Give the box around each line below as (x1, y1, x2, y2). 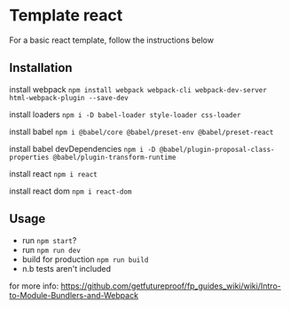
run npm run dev (21, 244, 82, 255)
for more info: (9, 281, 59, 291)
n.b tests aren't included (21, 263, 112, 273)
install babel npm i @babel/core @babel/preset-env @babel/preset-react (9, 126, 274, 137)
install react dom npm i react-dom (9, 186, 132, 196)
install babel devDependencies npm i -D (9, 143, 156, 154)
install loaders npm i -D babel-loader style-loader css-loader (9, 108, 241, 120)
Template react (9, 5, 123, 26)
